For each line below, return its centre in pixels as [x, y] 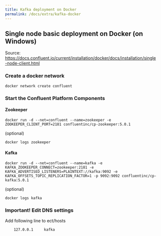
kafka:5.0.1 [17, 180]
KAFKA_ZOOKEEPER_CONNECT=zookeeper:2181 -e [50, 167]
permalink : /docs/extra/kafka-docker [43, 14]
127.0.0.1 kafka [34, 230]
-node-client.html [22, 63]
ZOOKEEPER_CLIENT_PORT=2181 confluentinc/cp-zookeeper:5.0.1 [68, 124]
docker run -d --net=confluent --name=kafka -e [54, 163]
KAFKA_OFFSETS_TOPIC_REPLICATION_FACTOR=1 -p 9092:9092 [62, 176]
